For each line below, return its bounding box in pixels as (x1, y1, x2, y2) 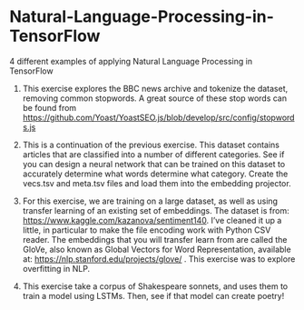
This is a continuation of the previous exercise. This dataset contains (22, 139, 279, 150)
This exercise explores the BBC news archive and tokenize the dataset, (22, 83, 289, 94)
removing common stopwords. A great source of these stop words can (22, 93, 288, 104)
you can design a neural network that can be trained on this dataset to (22, 158, 286, 169)
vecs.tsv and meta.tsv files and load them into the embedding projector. (22, 177, 292, 188)
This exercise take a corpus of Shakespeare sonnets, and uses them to (22, 280, 289, 292)
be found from (22, 102, 77, 113)
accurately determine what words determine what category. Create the (22, 168, 289, 179)
